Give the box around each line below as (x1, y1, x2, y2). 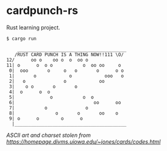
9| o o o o (9, 115, 83, 122)
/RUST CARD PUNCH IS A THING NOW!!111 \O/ (14, 51, 124, 58)
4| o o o (9, 89, 51, 95)
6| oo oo (9, 99, 121, 105)
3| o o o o (9, 83, 78, 90)
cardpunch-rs (6, 4, 78, 18)
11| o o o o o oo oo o (6, 62, 121, 68)
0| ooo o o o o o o (9, 68, 124, 74)
